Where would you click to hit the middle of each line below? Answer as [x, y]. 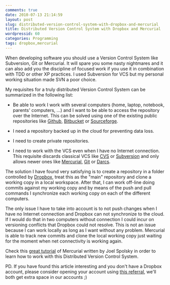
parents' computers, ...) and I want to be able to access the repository [86, 110]
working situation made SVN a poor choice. [51, 79]
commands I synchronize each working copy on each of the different [78, 193]
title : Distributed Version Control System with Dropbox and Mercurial [83, 29]
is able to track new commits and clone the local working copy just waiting [83, 235]
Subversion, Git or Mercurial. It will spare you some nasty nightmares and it [84, 63]
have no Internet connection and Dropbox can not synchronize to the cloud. [85, 214]
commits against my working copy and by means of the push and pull [78, 187]
